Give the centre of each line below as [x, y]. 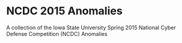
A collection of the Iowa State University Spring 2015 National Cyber [91, 27]
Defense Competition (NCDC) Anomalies [57, 33]
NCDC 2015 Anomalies [64, 11]
